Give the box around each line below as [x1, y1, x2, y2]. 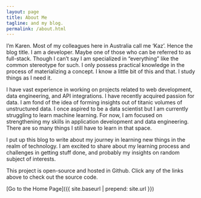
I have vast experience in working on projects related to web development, [6, 86, 193, 94]
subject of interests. [6, 155, 56, 163]
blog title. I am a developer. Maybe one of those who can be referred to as [6, 49, 191, 56]
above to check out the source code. [6, 173, 98, 181]
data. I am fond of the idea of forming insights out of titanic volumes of [6, 99, 183, 106]
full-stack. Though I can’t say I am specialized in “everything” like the [6, 55, 179, 62]
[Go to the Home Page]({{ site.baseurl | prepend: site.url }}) [6, 185, 154, 193]
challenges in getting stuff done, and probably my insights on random [6, 149, 180, 156]
